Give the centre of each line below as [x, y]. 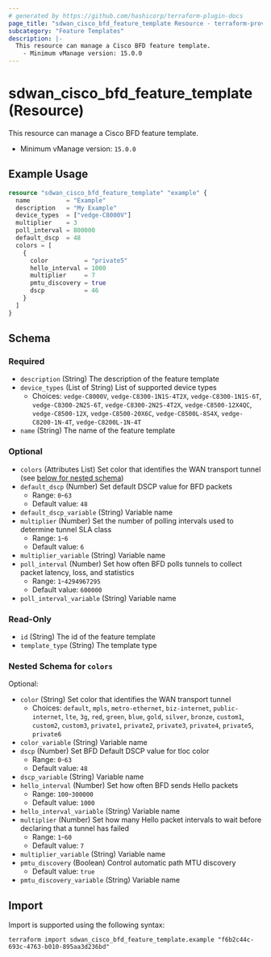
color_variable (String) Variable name [83, 743]
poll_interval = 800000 [55, 231]
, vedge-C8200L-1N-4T [107, 422]
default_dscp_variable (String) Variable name [96, 512]
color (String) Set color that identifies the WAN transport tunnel [125, 700]
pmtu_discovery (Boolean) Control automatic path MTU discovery [128, 863]
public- [226, 709]
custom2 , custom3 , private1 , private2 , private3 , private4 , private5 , [143, 726]
